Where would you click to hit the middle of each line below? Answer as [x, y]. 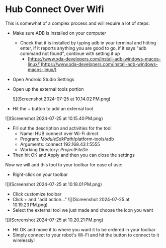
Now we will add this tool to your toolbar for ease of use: [64, 164]
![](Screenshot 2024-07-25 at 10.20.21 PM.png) [54, 220]
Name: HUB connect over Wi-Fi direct [59, 133]
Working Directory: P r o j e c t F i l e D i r [54, 149]
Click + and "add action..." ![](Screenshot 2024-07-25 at [71, 199]
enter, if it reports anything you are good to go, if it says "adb [83, 48]
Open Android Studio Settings [43, 79]
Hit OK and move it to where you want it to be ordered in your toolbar [84, 229]
